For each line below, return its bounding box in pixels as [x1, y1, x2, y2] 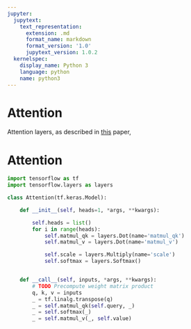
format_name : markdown [25, 36, 92, 43]
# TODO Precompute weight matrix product [32, 282, 154, 289]
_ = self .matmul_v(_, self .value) [32, 315, 132, 322]
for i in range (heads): [32, 225, 101, 233]
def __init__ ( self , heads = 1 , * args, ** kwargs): [19, 207, 160, 214]
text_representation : [19, 23, 82, 30]
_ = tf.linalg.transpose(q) [32, 296, 113, 303]
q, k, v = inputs [32, 289, 82, 296]
